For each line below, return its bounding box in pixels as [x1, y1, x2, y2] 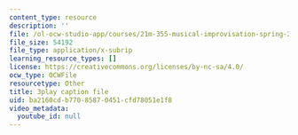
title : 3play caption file [9, 87, 109, 96]
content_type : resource [9, 12, 98, 22]
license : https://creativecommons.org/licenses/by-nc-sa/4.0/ [9, 63, 244, 72]
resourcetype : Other [9, 79, 86, 88]
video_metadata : [9, 104, 69, 113]
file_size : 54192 [9, 37, 74, 47]
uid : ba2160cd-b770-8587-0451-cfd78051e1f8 [9, 95, 173, 105]
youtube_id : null [17, 112, 82, 121]
